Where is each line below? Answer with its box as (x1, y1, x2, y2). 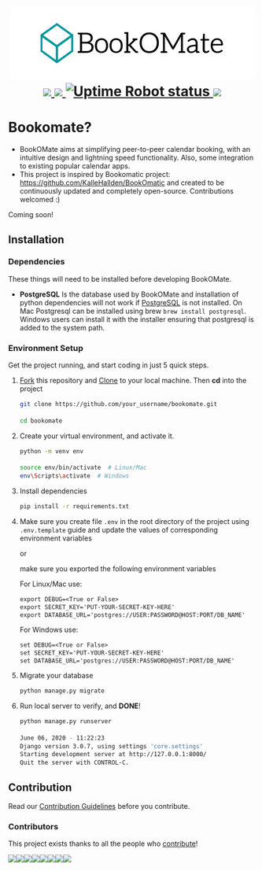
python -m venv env (19, 447, 84, 455)
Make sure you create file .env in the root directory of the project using (19, 517, 249, 526)
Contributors (8, 821, 59, 832)
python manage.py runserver (19, 717, 112, 725)
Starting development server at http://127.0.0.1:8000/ (19, 751, 207, 758)
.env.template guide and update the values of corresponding (19, 526, 219, 535)
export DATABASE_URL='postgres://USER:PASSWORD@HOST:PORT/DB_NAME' (19, 611, 245, 619)
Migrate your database (19, 671, 94, 681)
